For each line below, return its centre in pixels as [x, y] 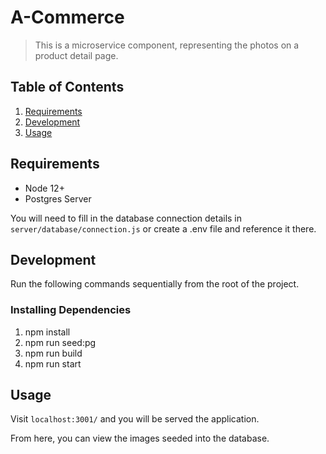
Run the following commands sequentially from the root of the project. [155, 284]
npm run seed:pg [60, 342]
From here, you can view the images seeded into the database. [140, 438]
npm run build [53, 353]
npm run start [53, 363]
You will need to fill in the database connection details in [126, 218]
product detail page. [76, 55]
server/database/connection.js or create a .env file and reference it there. [163, 228]
